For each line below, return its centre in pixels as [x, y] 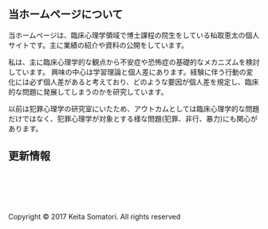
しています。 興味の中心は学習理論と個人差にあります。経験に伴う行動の [127, 72]
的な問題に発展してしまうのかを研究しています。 [88, 91]
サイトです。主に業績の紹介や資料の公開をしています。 [99, 45]
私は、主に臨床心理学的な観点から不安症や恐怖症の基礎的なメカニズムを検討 [134, 62]
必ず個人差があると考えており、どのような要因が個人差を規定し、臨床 [144, 82]
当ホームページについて [66, 15]
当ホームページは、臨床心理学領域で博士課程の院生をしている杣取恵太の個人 [134, 35]
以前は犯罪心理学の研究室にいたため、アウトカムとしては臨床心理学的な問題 [134, 108]
